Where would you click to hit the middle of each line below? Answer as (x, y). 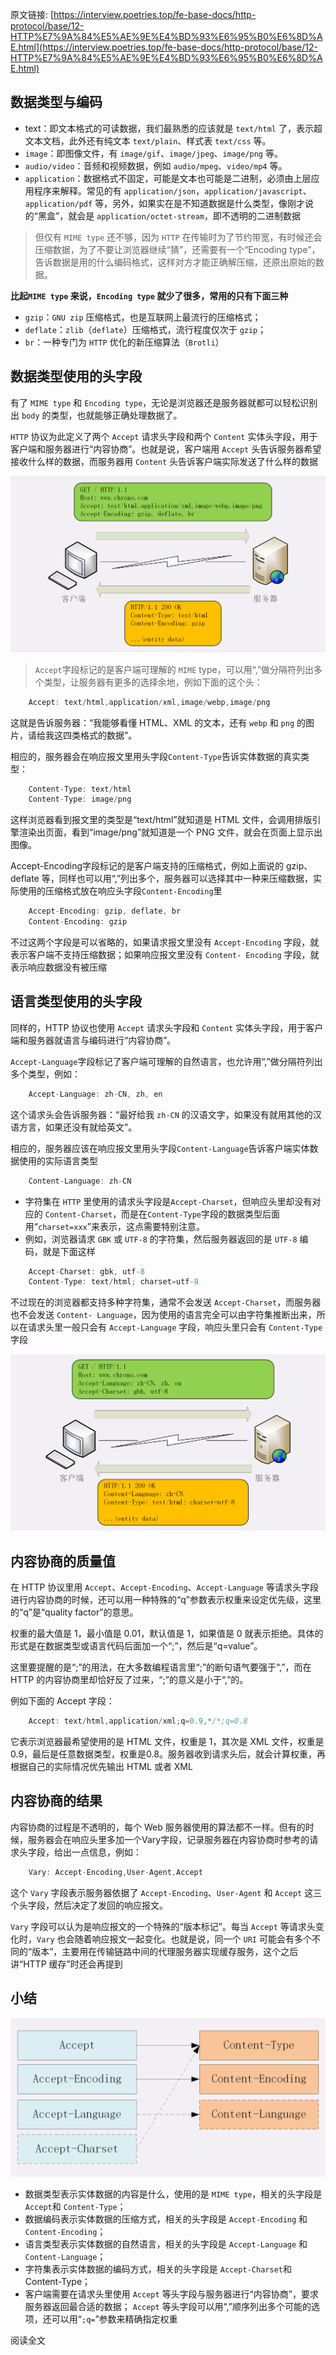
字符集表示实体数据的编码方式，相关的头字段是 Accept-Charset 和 (158, 2269)
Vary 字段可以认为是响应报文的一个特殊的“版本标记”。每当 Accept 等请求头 (163, 1926)
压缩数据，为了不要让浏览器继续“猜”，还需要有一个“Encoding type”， (177, 249)
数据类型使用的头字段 (76, 376)
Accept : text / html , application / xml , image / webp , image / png (149, 702)
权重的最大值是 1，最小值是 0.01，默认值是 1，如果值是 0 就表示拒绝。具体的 (167, 1634)
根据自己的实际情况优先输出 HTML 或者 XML (101, 1767)
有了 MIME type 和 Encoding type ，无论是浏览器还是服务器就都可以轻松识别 (164, 402)
